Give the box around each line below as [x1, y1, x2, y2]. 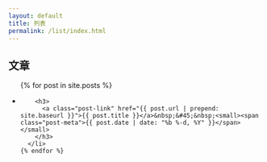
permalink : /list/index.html [8, 27, 106, 35]
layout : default [8, 11, 63, 20]
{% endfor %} [19, 147, 65, 156]
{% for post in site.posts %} [19, 81, 113, 90]
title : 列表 [8, 19, 46, 27]
